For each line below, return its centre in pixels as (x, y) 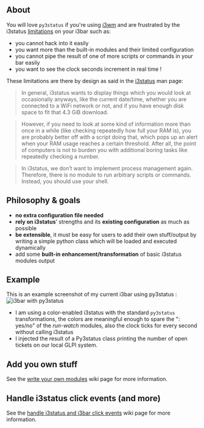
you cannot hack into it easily (52, 43)
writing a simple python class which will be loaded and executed (96, 241)
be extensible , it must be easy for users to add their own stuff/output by (106, 234)
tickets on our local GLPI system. (56, 345)
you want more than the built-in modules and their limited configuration (104, 49)
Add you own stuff (42, 364)
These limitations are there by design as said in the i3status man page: (95, 81)
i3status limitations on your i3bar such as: (59, 31)
